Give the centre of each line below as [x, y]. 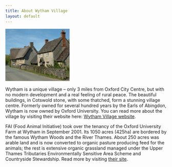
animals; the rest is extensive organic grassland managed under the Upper [84, 148]
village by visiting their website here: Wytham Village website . [71, 116]
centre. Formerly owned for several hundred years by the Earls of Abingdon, [86, 106]
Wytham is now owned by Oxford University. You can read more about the [84, 111]
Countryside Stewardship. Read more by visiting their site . [67, 159]
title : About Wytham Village [36, 11]
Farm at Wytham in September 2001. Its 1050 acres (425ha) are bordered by [86, 132]
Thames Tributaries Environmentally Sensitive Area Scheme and [73, 153]
